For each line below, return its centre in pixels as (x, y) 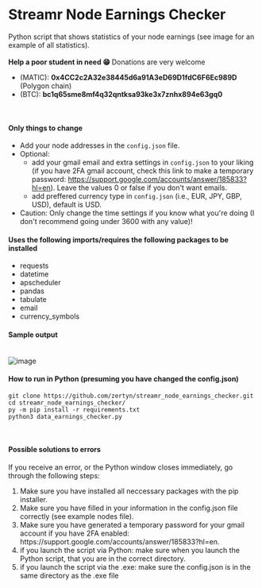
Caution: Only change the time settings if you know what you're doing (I (137, 213)
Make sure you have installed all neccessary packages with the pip (129, 491)
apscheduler (40, 283)
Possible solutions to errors (55, 450)
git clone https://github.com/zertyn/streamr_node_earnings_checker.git (131, 396)
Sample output (33, 335)
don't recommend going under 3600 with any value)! (106, 222)
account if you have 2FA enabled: (74, 533)
